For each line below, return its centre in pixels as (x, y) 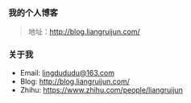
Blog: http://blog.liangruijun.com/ (75, 81)
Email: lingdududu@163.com (67, 72)
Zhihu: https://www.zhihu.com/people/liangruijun (102, 89)
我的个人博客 (33, 12)
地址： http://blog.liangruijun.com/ (84, 32)
